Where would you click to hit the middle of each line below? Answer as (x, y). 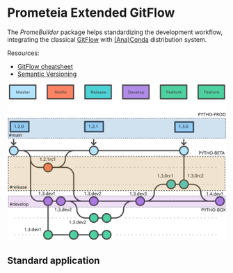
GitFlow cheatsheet (45, 66)
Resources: (23, 53)
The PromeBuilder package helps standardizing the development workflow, (115, 32)
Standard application (54, 260)
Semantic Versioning (47, 74)
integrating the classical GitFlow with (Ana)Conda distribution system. (107, 39)
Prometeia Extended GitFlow (91, 13)
